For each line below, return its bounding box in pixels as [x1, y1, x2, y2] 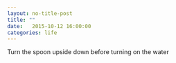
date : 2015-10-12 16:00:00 [7, 23, 91, 29]
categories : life [7, 29, 58, 36]
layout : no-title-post [7, 10, 73, 17]
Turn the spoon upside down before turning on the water [7, 48, 170, 56]
